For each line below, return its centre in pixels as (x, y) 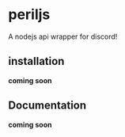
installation (36, 61)
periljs (29, 15)
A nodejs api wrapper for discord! (63, 36)
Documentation (47, 106)
